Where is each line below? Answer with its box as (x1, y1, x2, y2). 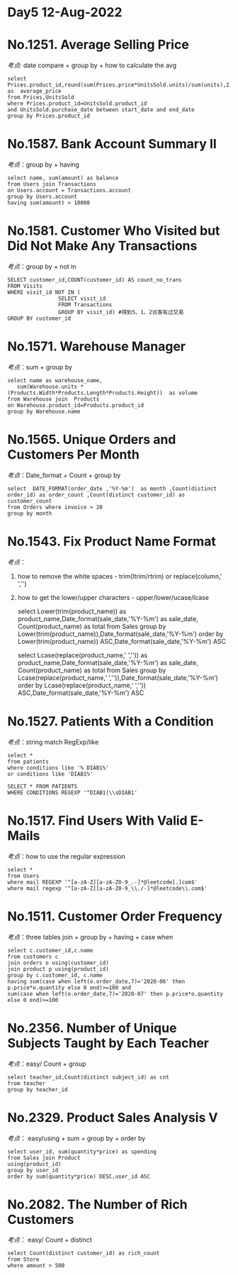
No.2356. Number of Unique (7, 1020, 177, 1036)
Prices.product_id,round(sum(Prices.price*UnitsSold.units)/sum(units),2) (7, 82, 233, 89)
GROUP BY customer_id (7, 315, 72, 322)
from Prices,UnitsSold (7, 94, 74, 101)
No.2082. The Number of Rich (7, 1196, 188, 1213)
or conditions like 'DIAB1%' (7, 770, 93, 777)
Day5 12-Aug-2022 (7, 4, 123, 21)
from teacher (7, 1079, 46, 1087)
